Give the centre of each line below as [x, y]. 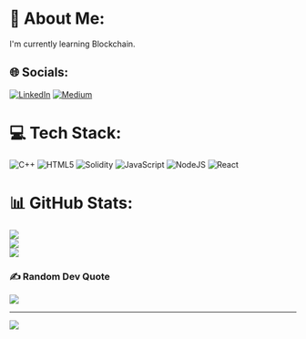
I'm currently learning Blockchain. [72, 44]
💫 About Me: [57, 19]
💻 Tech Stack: [66, 133]
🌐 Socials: [39, 72]
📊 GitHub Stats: [71, 203]
